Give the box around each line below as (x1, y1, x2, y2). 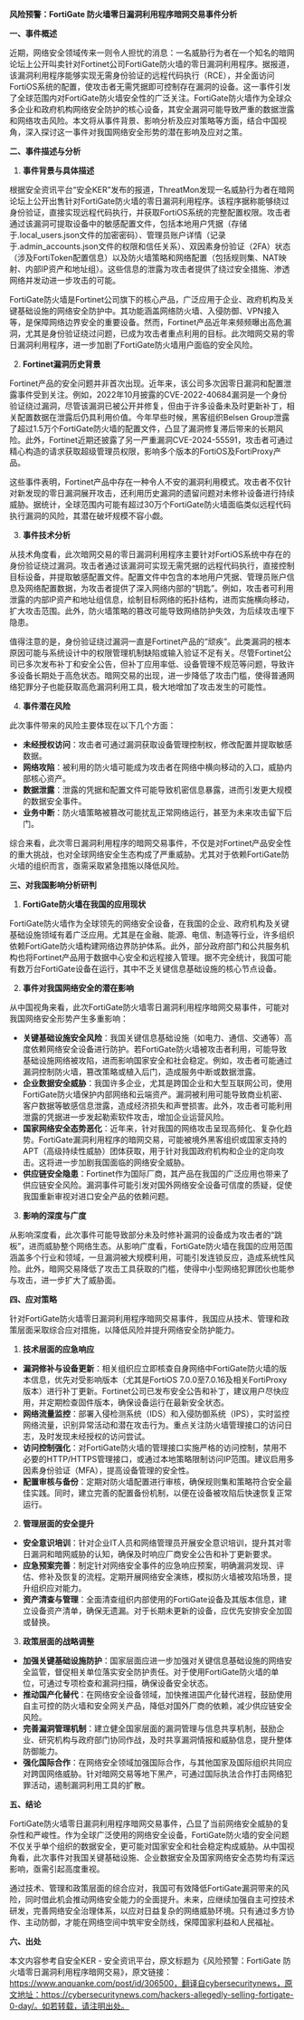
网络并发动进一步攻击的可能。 (9, 275, 120, 285)
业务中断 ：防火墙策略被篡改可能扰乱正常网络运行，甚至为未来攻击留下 (22, 807, 285, 818)
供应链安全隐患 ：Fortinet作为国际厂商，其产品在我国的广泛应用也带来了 (22, 1169, 290, 1178)
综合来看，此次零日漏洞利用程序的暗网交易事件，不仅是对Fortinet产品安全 (9, 838, 284, 848)
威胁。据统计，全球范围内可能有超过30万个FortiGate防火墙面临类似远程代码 (9, 499, 291, 510)
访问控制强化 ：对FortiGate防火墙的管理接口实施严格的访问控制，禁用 (22, 1442, 280, 1453)
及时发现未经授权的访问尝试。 (38, 1431, 150, 1441)
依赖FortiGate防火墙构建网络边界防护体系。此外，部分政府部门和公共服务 (9, 941, 282, 951)
